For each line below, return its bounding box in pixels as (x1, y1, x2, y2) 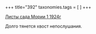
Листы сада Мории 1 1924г (5, 14, 62, 19)
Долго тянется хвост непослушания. (5, 23, 82, 29)
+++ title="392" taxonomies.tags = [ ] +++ (5, 4, 92, 10)
